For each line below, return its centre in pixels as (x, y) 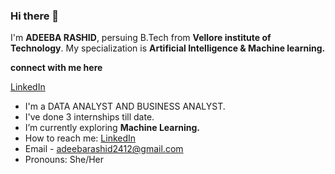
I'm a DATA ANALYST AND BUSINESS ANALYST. (125, 106)
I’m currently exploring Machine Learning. (112, 128)
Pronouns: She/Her (64, 160)
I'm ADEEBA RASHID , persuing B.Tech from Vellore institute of (141, 38)
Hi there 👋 (35, 16)
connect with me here (56, 68)
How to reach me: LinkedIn (80, 138)
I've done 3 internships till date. (89, 117)
